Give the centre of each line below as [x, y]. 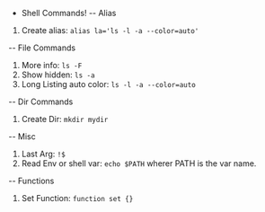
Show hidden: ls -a [58, 75]
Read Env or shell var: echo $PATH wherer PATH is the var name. [139, 163]
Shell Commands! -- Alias [69, 13]
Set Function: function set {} [77, 198]
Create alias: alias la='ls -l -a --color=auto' [110, 30]
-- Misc [22, 137]
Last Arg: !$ [44, 154]
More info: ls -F [52, 65]
